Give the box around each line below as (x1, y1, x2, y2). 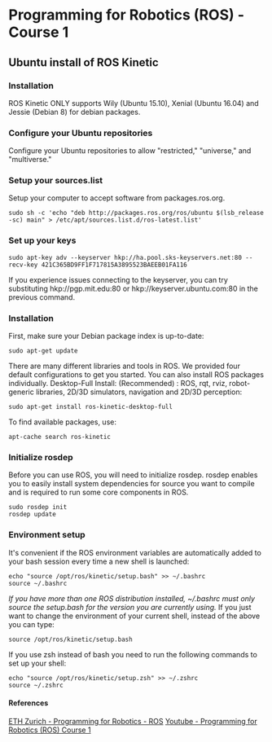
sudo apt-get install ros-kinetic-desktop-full (8, 403, 173, 411)
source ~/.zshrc (8, 681, 64, 689)
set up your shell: (8, 658, 67, 668)
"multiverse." (8, 155, 52, 165)
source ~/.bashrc (8, 579, 68, 587)
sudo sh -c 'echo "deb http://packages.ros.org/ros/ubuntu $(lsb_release (8, 209, 265, 217)
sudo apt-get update (8, 347, 79, 355)
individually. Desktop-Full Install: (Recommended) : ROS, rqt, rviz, (8, 379, 228, 389)
